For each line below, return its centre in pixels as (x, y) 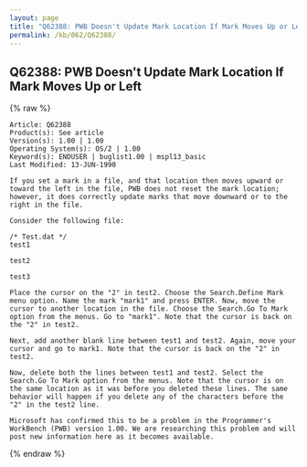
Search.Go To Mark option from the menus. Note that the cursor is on (147, 381)
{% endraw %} (37, 454)
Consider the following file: (67, 221)
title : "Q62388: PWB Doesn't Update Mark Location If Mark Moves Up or (148, 27)
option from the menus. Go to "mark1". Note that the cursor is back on (151, 317)
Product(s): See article (57, 133)
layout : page (34, 18)
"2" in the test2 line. (55, 405)
